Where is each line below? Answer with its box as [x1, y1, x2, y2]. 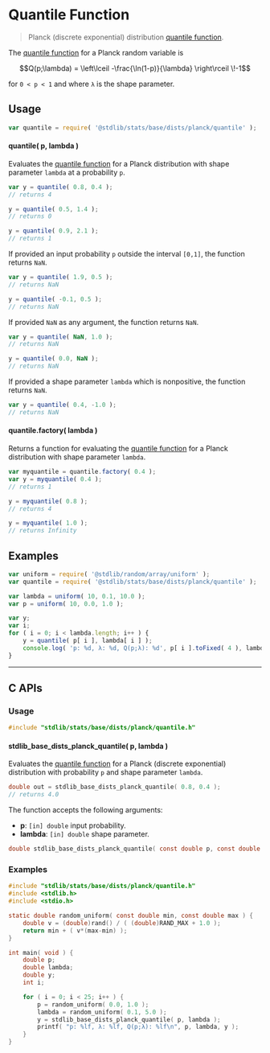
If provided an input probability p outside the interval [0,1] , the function [8, 249, 245, 259]
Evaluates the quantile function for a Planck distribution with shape [8, 158, 230, 168]
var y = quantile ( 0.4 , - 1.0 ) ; [8, 401, 117, 409]
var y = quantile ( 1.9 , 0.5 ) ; [8, 274, 113, 282]
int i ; [22, 979, 45, 987]
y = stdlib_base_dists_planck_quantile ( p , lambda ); [37, 1015, 221, 1023]
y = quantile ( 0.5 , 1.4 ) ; [8, 205, 99, 213]
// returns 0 [8, 212, 52, 220]
